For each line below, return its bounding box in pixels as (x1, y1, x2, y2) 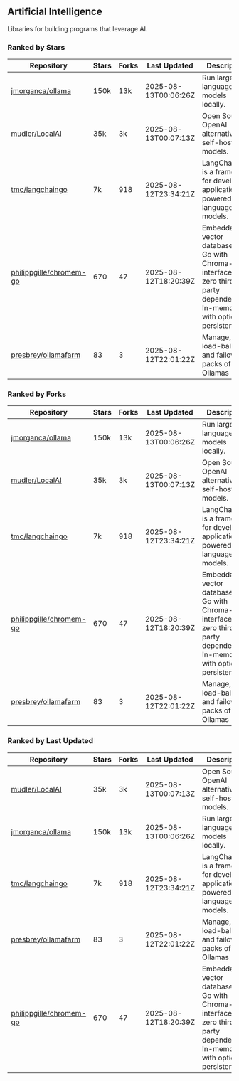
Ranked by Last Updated (7, 736, 94, 746)
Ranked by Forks (7, 389, 66, 399)
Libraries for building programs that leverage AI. (7, 24, 148, 33)
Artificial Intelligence (7, 6, 102, 18)
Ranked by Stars (7, 42, 65, 52)
